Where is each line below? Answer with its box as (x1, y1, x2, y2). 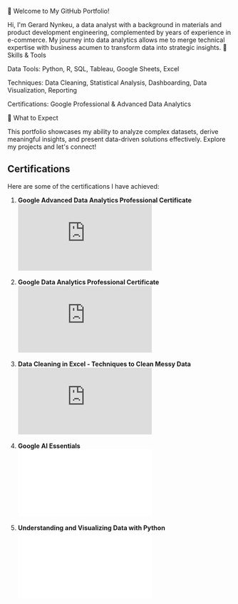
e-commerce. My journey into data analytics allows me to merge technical (7, 36, 225, 44)
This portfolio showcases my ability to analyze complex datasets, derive (7, 127, 219, 135)
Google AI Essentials (17, 442, 81, 450)
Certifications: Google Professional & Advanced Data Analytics (7, 100, 192, 108)
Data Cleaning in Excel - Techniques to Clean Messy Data (17, 360, 191, 368)
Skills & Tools (7, 51, 46, 59)
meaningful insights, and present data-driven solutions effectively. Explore (7, 135, 226, 143)
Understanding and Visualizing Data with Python (17, 524, 165, 532)
